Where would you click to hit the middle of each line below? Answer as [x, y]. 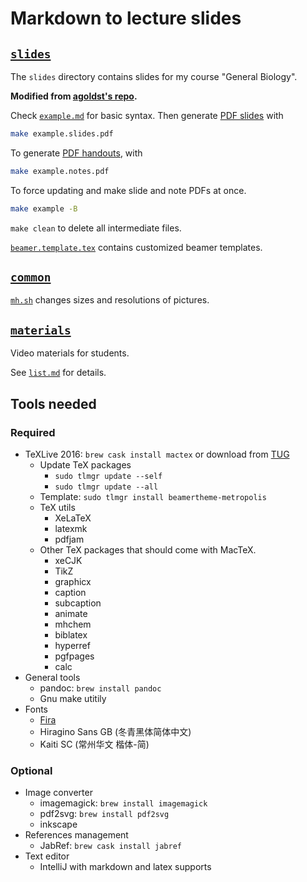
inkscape [58, 824]
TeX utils [57, 507]
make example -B [44, 208]
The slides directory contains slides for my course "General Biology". [154, 76]
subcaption [78, 603]
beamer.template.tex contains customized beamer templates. [136, 247]
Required [33, 432]
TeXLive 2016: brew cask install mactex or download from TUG [157, 454]
